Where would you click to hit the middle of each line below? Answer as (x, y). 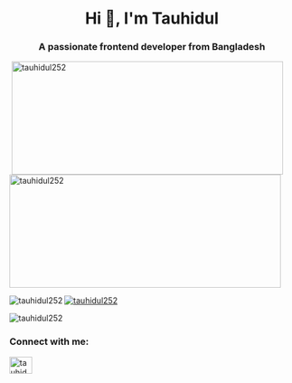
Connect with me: (49, 341)
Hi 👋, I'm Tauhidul (152, 19)
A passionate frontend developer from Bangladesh (152, 47)
